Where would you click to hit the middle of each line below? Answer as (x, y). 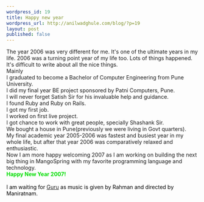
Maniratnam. (22, 194)
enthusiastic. (22, 149)
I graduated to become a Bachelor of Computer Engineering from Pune (95, 78)
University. (20, 84)
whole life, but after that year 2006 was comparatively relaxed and (90, 142)
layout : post (23, 29)
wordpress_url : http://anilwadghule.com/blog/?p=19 (73, 23)
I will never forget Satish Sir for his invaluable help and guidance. (88, 97)
